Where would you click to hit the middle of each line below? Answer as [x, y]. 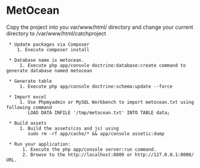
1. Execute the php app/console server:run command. [89, 149]
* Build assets [28, 123]
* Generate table [30, 81]
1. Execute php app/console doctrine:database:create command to [103, 65]
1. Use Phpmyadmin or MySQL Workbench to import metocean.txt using [107, 102]
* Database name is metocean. [46, 60]
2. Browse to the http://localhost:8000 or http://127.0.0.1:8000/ [108, 154]
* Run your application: [40, 144]
